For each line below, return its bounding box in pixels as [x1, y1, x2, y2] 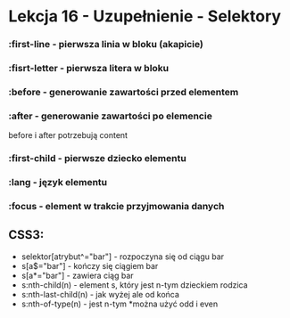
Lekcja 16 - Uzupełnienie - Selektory [8, 6, 282, 27]
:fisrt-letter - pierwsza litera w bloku [8, 62, 170, 75]
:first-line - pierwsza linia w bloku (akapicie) [8, 38, 204, 51]
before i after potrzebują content [8, 130, 128, 141]
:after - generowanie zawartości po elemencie [8, 110, 213, 122]
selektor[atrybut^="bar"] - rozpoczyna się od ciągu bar [21, 251, 225, 262]
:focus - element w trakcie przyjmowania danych [8, 200, 225, 213]
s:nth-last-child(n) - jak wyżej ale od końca [21, 289, 180, 299]
